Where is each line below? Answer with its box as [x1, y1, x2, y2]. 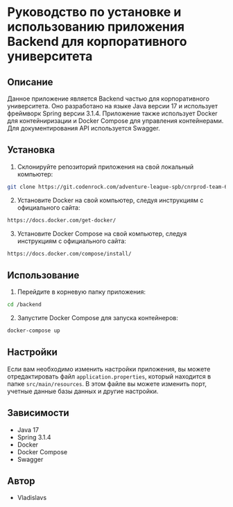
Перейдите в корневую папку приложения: [17, 288, 146, 296]
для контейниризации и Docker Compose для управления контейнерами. [7, 117, 224, 125]
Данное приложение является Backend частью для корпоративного [7, 94, 210, 103]
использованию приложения [7, 19, 185, 35]
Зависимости [7, 407, 69, 419]
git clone [7, 183, 36, 190]
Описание [7, 76, 53, 88]
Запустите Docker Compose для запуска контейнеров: [17, 314, 178, 322]
